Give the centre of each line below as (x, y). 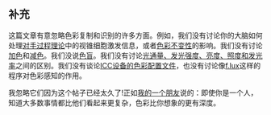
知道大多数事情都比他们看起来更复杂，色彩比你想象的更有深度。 (114, 102)
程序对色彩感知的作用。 (47, 76)
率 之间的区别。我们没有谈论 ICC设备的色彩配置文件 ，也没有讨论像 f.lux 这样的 (134, 65)
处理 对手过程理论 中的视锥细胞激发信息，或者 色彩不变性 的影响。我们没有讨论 (135, 45)
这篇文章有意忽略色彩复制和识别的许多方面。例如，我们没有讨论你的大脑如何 (135, 35)
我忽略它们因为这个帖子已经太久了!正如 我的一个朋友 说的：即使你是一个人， (133, 92)
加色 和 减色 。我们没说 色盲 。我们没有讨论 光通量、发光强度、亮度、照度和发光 (135, 55)
